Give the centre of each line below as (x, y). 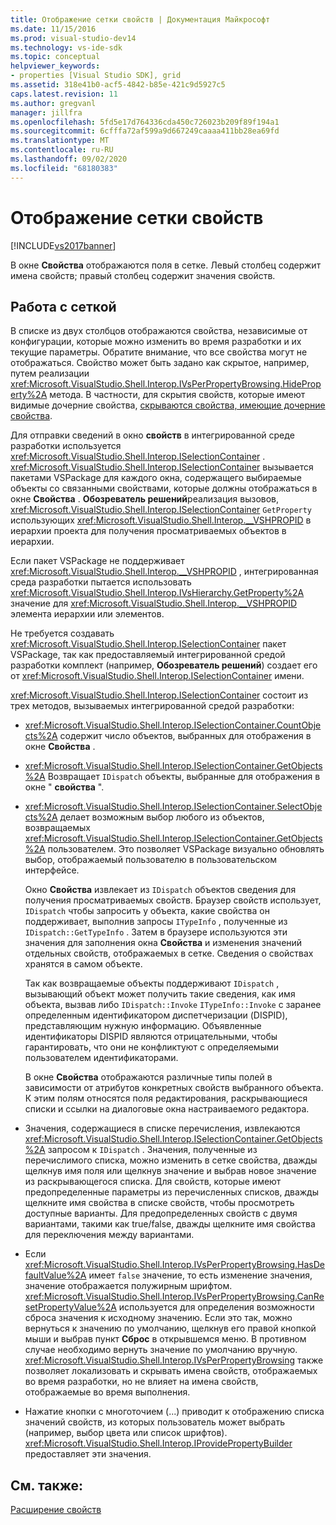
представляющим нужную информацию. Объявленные (143, 1026)
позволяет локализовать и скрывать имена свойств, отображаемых (171, 1371)
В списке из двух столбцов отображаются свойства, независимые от (159, 331)
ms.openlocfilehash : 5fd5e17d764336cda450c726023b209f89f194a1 (145, 122)
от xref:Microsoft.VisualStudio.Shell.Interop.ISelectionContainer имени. (157, 676)
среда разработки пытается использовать (101, 582)
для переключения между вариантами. (109, 1235)
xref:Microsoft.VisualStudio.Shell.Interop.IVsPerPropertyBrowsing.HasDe (175, 1265)
